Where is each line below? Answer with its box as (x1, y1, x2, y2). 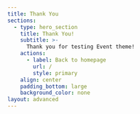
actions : (20, 50, 46, 57)
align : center (20, 76, 62, 84)
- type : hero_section (14, 23, 78, 30)
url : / (33, 63, 53, 70)
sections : (7, 17, 37, 24)
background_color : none (20, 89, 91, 96)
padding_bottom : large (20, 83, 87, 90)
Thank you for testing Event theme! (26, 43, 135, 50)
